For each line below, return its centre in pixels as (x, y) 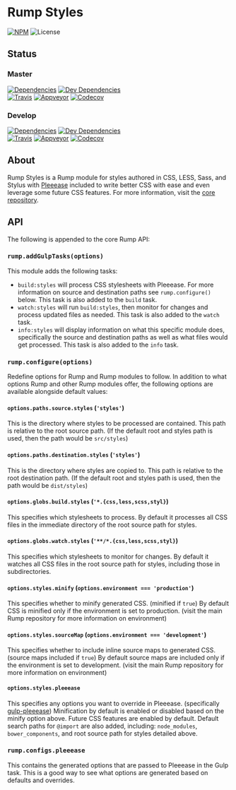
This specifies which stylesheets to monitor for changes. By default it (108, 556)
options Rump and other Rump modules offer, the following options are (110, 384)
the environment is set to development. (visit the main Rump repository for (116, 665)
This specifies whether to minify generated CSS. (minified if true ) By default (118, 604)
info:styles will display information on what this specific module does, (121, 330)
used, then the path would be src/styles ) (68, 438)
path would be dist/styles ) (48, 485)
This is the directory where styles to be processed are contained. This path (117, 424)
